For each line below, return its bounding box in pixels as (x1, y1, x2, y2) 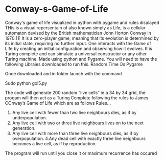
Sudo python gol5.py (5, 80, 47, 86)
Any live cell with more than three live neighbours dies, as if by (12, 130, 139, 136)
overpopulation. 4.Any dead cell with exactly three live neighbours (12, 136, 146, 141)
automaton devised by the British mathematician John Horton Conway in (5, 30, 151, 36)
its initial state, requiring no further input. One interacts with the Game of (5, 40, 151, 46)
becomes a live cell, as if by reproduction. (12, 140, 97, 146)
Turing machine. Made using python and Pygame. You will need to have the (5, 56, 158, 62)
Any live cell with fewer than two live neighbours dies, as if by (12, 109, 137, 115)
